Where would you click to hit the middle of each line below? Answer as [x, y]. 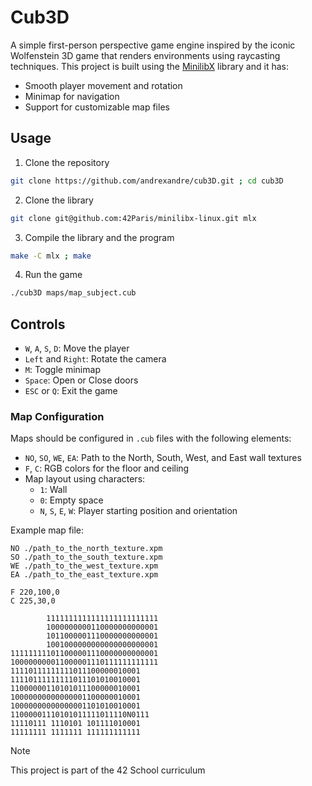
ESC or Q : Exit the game [71, 391]
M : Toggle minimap [62, 370]
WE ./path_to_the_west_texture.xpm [84, 566]
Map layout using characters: [85, 479]
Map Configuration [57, 416]
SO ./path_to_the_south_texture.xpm [86, 557]
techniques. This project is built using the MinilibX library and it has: [149, 66]
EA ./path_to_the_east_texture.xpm [84, 575]
